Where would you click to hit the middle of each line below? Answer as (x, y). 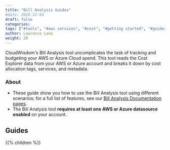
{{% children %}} (23, 142)
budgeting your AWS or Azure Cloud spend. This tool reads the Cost (76, 58)
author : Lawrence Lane (29, 33)
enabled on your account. (40, 115)
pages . (20, 104)
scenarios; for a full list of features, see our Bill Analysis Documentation (87, 98)
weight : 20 (17, 39)
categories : (18, 24)
